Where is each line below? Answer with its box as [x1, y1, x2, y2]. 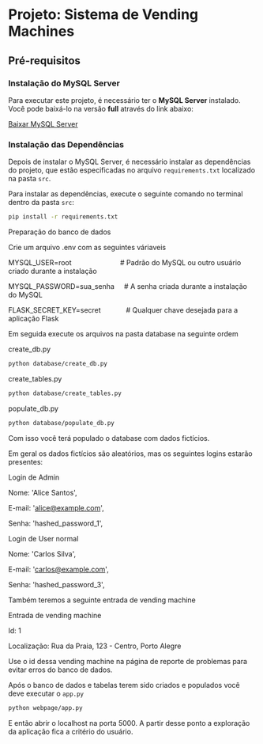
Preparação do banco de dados [8, 227, 111, 237]
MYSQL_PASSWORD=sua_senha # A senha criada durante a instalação [8, 282, 247, 291]
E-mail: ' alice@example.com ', [8, 503, 104, 512]
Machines [8, 22, 75, 40]
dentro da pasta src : [8, 198, 75, 207]
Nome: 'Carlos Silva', [8, 549, 77, 559]
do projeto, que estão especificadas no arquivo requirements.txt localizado [8, 165, 255, 175]
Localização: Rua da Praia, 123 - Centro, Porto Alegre [8, 641, 182, 651]
